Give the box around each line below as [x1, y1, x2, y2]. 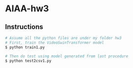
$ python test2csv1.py [5, 58, 52, 63]
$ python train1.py [5, 45, 45, 50]
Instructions [5, 23, 43, 31]
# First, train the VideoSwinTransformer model [5, 40, 105, 45]
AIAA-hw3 [5, 3, 49, 14]
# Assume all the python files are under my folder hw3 [5, 35, 122, 40]
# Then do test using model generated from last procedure [5, 54, 129, 59]
